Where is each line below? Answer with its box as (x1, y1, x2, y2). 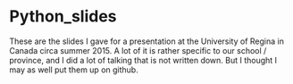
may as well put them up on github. (9, 64, 138, 75)
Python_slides (9, 6, 118, 27)
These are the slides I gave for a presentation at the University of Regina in (9, 36, 284, 46)
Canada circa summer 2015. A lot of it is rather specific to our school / (9, 45, 267, 55)
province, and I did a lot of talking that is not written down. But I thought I (9, 55, 278, 65)
